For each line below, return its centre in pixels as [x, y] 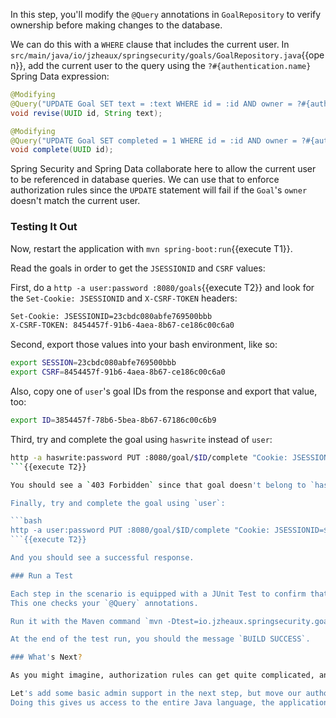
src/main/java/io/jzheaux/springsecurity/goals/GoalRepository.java [156, 56]
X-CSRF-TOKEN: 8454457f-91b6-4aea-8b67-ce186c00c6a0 [122, 325]
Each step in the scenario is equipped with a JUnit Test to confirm [158, 594]
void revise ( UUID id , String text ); [86, 113]
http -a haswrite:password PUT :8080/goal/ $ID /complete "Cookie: [149, 457]
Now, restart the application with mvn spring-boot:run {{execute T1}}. [151, 248]
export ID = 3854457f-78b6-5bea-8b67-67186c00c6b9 [113, 420]
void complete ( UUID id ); [62, 150]
